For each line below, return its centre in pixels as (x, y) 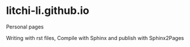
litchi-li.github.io (48, 11)
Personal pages (25, 27)
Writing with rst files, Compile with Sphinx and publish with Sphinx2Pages (95, 38)
